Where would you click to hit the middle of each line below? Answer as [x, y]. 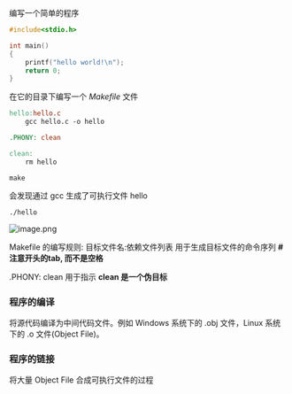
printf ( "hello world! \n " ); [75, 62]
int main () [29, 46]
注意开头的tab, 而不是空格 [56, 258]
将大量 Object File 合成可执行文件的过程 [81, 380]
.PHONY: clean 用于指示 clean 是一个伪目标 [88, 276]
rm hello [41, 162]
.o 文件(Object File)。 [65, 334]
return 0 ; [43, 70]
